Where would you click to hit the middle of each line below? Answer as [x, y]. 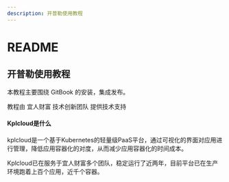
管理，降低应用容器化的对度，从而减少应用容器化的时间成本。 [100, 148]
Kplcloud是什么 [29, 123]
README [33, 47]
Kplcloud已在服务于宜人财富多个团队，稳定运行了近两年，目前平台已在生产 [113, 163]
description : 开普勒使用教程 [45, 13]
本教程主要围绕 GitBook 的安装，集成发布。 [68, 92]
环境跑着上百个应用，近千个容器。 [55, 171]
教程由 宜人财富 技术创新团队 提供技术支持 [67, 106]
